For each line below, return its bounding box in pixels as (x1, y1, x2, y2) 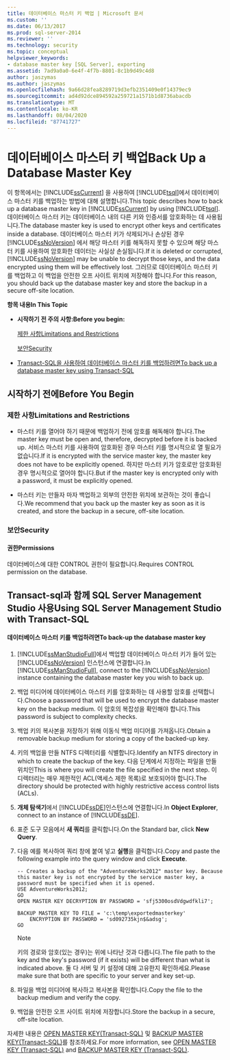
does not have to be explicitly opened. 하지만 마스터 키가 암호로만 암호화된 (16, 460, 222, 469)
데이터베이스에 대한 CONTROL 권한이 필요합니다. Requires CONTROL (7, 560, 194, 569)
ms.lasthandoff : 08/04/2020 (7, 112, 88, 119)
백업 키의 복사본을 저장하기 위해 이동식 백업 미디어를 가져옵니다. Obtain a (16, 726, 211, 735)
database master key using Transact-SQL (16, 367, 135, 375)
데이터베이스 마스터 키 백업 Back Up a (7, 150, 207, 165)
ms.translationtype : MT (7, 99, 75, 106)
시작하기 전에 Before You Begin (7, 388, 135, 399)
